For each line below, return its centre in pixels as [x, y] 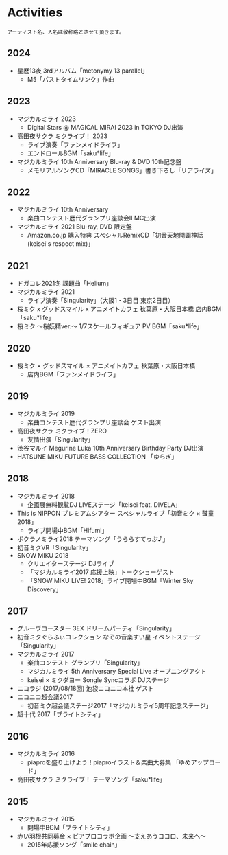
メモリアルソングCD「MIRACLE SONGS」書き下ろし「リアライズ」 [122, 170]
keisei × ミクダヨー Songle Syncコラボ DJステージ [98, 680]
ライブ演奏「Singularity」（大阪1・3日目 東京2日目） [101, 301]
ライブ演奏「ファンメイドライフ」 [75, 144]
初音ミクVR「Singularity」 [54, 547]
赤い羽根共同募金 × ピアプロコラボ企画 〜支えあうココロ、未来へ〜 [112, 836]
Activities [35, 13]
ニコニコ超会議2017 [45, 697]
